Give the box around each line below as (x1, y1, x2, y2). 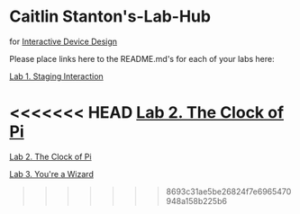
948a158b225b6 (166, 195, 228, 206)
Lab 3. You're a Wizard (9, 168, 95, 179)
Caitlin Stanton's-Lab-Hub (9, 6, 212, 27)
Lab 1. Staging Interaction (9, 70, 104, 82)
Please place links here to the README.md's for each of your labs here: (9, 53, 275, 64)
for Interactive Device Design (9, 36, 118, 47)
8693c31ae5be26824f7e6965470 (166, 186, 292, 197)
